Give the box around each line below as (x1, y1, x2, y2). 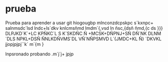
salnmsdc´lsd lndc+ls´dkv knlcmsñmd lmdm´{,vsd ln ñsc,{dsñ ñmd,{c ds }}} (5, 25, 163, 31)
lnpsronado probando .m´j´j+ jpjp (5, 51, 74, 57)
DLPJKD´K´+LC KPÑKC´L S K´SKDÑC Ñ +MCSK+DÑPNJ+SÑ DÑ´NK (5, 30, 147, 36)
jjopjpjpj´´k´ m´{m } (5, 41, 44, 47)
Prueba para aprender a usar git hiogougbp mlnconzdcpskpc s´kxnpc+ (5, 20, 154, 26)
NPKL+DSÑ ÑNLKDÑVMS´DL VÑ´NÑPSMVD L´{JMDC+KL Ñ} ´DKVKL (16, 36, 162, 42)
